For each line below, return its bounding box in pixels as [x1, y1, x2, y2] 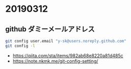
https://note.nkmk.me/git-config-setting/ [12, 58, 98, 64]
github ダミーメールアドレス [5, 25, 95, 33]
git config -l [5, 43, 36, 49]
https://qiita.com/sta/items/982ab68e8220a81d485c [12, 52, 123, 59]
